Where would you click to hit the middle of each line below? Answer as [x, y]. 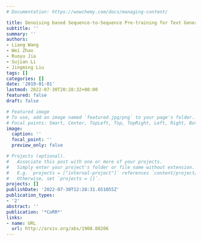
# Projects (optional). [36, 156]
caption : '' [27, 134]
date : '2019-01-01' [31, 84]
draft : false [23, 101]
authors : [17, 40]
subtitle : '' [23, 28]
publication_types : [31, 195]
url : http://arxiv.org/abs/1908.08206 [60, 229]
